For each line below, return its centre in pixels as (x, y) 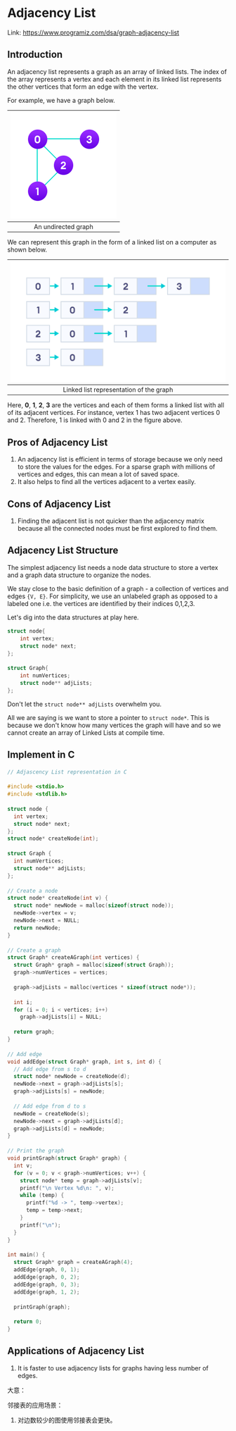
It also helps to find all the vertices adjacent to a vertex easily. (107, 482)
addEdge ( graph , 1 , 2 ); (47, 1292)
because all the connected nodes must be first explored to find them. (117, 528)
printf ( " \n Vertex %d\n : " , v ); (67, 1188)
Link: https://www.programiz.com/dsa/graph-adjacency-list (93, 32)
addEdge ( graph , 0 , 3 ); (47, 1284)
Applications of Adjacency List (76, 1351)
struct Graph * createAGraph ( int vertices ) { (73, 958)
